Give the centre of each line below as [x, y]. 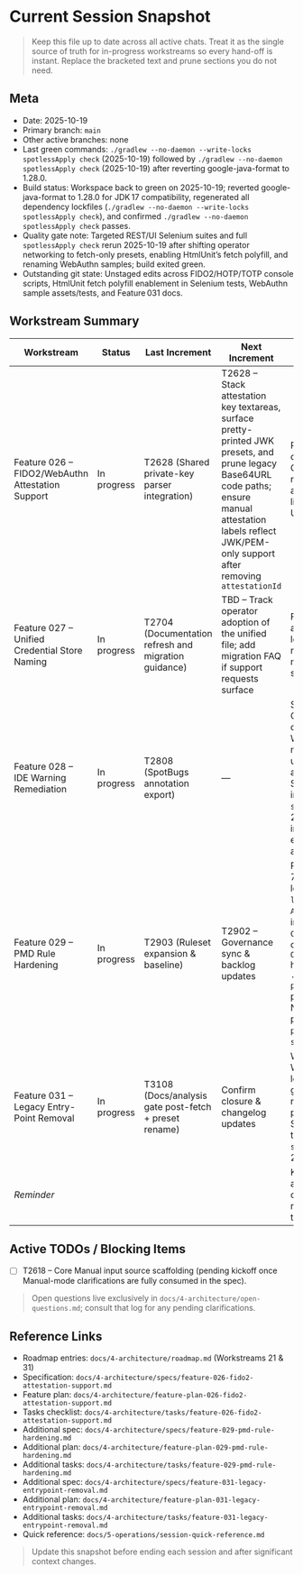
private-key [169, 473]
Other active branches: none [75, 139]
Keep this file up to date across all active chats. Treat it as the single [157, 41]
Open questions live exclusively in [94, 1298]
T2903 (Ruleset [178, 942]
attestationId [252, 586]
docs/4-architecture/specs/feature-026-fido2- [165, 1378]
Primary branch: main [61, 130]
